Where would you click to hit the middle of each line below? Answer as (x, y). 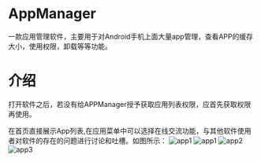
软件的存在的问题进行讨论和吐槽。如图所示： (94, 140)
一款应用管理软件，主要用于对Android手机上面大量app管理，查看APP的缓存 (131, 36)
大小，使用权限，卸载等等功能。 (60, 46)
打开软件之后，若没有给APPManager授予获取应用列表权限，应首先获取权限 (130, 104)
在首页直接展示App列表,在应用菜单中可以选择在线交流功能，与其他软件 (123, 131)
